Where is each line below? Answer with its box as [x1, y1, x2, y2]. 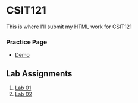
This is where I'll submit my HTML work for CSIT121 [6, 23, 132, 30]
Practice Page [6, 38, 48, 46]
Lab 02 [14, 91, 33, 98]
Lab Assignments [6, 69, 73, 79]
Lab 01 [14, 84, 32, 92]
